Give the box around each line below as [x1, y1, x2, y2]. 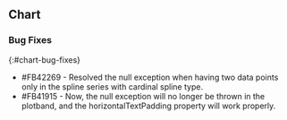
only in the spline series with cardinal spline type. [21, 81, 203, 92]
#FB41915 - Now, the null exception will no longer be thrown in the [21, 90, 266, 101]
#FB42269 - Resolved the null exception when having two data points [21, 72, 279, 82]
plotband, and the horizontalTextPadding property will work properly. [21, 100, 276, 111]
